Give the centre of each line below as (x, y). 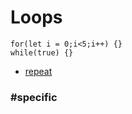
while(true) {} (42, 52)
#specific (34, 97)
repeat (38, 71)
